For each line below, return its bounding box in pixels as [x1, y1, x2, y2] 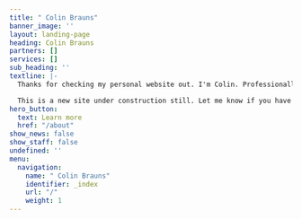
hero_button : [9, 104, 58, 113]
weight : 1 [25, 197, 63, 206]
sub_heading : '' [9, 64, 70, 73]
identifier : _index [25, 180, 99, 188]
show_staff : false [9, 138, 78, 147]
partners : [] [9, 47, 58, 56]
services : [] [9, 55, 58, 64]
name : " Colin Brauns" [25, 171, 111, 180]
